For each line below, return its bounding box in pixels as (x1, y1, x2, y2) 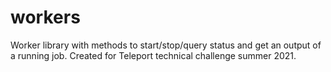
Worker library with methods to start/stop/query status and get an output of (10, 39, 322, 51)
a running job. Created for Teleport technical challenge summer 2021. (10, 49, 297, 61)
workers (10, 6, 81, 29)
